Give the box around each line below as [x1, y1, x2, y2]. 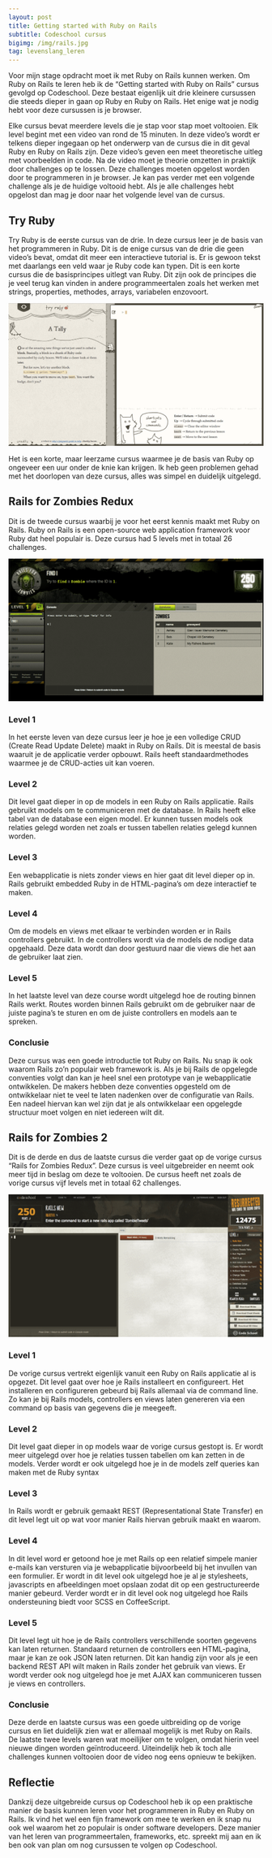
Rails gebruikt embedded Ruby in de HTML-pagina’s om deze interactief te [8, 878, 257, 889]
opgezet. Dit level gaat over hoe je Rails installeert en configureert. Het [8, 1377, 244, 1387]
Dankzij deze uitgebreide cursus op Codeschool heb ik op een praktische [8, 1797, 253, 1807]
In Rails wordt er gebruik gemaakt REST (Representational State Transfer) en [8, 1506, 264, 1516]
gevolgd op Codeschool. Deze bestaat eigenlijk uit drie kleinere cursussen [8, 88, 257, 97]
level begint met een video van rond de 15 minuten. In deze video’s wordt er [8, 130, 261, 140]
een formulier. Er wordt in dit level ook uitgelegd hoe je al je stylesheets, [8, 1570, 249, 1580]
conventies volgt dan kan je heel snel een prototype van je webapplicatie [8, 1072, 252, 1082]
